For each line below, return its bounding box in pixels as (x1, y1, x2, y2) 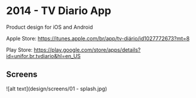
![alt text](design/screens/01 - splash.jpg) (6, 85, 108, 92)
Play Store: (6, 46, 33, 53)
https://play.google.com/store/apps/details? (33, 46, 141, 53)
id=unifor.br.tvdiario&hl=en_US (6, 52, 81, 59)
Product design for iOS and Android (6, 23, 93, 31)
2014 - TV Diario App (6, 4, 111, 18)
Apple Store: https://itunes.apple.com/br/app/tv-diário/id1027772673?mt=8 (6, 35, 190, 42)
